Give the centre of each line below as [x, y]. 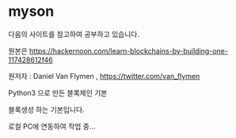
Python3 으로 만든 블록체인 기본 [58, 92]
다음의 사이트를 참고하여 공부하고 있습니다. [74, 34]
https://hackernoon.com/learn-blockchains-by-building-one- [128, 50]
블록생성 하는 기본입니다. [46, 110]
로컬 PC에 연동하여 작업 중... [52, 126]
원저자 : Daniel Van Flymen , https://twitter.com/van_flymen [104, 76]
